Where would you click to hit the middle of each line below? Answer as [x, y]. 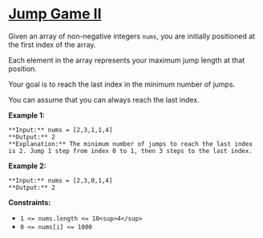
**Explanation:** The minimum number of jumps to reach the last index [130, 144]
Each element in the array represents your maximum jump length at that [127, 60]
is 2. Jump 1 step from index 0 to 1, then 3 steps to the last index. [130, 151]
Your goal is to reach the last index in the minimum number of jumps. [122, 84]
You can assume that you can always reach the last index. [104, 99]
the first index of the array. [52, 44]
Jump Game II [55, 14]
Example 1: [27, 115]
